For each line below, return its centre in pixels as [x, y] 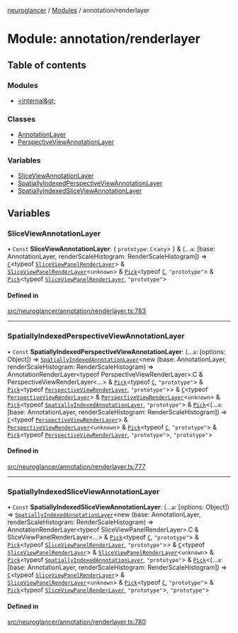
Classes [22, 119]
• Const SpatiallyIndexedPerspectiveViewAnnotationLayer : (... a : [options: [117, 351]
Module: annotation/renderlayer [104, 39]
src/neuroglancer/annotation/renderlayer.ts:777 [76, 466]
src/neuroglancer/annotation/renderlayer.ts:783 [77, 311]
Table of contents [47, 65]
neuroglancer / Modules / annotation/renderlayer [79, 10]
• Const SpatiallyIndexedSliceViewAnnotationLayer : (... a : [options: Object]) [119, 507]
